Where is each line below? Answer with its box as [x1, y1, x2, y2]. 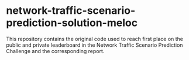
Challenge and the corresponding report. [6, 47, 105, 54]
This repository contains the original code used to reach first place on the [6, 35, 183, 42]
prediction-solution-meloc [6, 16, 138, 29]
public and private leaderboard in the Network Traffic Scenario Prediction [6, 42, 183, 48]
